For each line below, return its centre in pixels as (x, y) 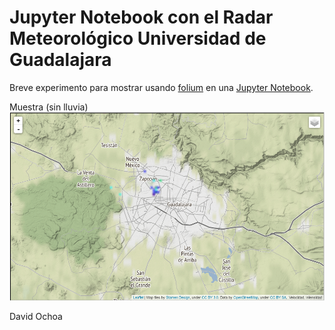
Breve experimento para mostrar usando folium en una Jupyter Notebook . (161, 87)
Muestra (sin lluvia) (49, 107)
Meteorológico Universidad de (138, 38)
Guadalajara (60, 60)
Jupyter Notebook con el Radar (141, 17)
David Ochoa (36, 316)
